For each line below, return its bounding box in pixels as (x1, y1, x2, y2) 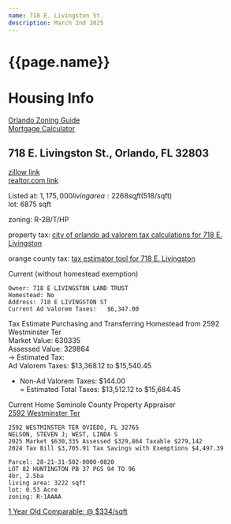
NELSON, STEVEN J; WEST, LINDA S (8, 431, 118, 439)
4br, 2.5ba (8, 472, 44, 481)
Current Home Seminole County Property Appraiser (8, 400, 176, 409)
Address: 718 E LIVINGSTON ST (8, 298, 108, 307)
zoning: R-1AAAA (8, 493, 61, 501)
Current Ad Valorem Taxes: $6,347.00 (8, 305, 140, 313)
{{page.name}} (8, 53, 110, 71)
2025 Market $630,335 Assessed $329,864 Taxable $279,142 (8, 438, 203, 446)
